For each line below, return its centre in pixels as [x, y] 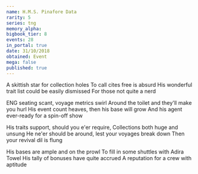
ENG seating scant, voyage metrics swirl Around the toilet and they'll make [99, 103]
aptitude [17, 165]
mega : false [21, 62]
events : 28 [20, 40]
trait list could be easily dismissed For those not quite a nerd [81, 92]
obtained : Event [27, 57]
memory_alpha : [24, 29]
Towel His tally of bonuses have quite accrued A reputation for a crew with [99, 158]
